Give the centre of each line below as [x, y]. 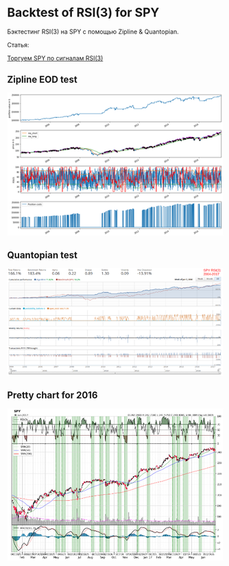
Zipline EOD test [42, 80]
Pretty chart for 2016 [52, 395]
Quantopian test [42, 255]
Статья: [18, 45]
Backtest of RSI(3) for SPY [83, 13]
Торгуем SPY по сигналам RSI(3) [55, 58]
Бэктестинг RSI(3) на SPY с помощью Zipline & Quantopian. [93, 32]
